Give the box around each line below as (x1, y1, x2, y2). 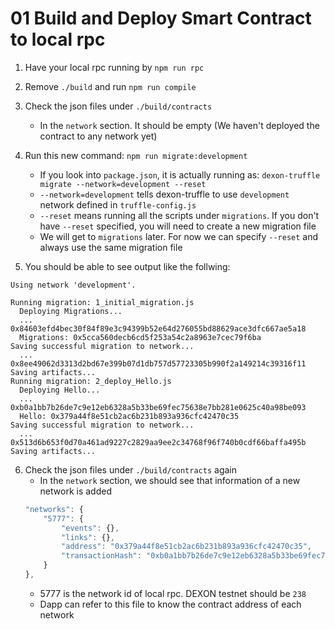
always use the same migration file (39, 241, 183, 253)
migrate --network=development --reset (39, 179, 207, 189)
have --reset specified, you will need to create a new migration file (39, 220, 317, 232)
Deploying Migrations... (19, 306, 123, 316)
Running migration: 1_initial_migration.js (10, 297, 195, 307)
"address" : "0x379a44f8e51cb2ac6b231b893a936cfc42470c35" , (61, 542, 313, 552)
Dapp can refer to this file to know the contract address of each (39, 598, 302, 610)
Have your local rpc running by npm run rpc (24, 61, 205, 73)
